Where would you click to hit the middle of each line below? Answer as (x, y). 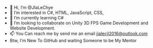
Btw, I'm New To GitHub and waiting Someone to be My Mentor (73, 40)
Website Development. (32, 28)
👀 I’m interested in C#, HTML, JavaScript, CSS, (57, 13)
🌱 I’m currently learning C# (37, 18)
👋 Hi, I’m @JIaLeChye (31, 8)
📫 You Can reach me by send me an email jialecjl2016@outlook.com (78, 33)
